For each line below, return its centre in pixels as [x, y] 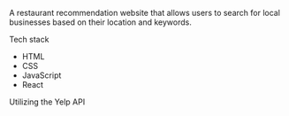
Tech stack [29, 39]
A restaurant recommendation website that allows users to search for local [145, 13]
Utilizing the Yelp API [47, 102]
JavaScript [42, 75]
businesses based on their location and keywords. [100, 22]
